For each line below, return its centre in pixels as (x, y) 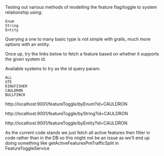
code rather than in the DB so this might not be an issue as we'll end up (77, 138)
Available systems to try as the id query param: (53, 69)
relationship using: (24, 12)
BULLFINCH (15, 95)
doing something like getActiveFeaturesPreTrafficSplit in (62, 143)
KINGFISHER (16, 86)
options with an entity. (28, 44)
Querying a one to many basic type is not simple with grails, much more (78, 39)
